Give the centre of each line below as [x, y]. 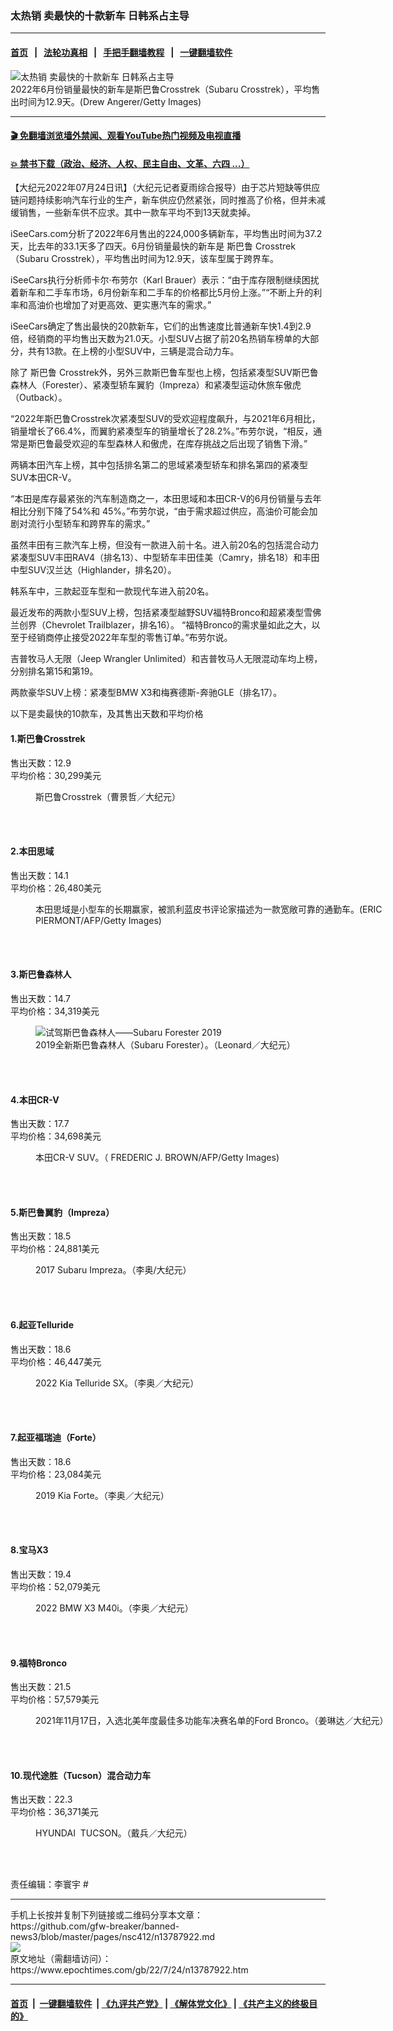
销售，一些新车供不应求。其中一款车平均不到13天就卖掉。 [137, 213]
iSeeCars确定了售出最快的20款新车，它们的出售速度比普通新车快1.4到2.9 [161, 326]
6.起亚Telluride [42, 1324]
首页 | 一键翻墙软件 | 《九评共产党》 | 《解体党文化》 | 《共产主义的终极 [160, 2003]
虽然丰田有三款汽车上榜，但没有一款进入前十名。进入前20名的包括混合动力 [165, 545]
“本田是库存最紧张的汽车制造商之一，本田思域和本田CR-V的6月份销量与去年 [166, 499]
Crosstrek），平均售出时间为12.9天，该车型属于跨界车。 [165, 259]
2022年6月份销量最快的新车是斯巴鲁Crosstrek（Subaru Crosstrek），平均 [161, 89]
